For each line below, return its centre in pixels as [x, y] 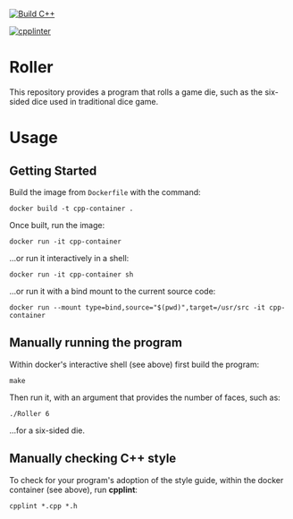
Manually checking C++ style [93, 459]
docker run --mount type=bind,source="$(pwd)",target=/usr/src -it [138, 307]
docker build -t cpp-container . [71, 208]
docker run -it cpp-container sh [71, 274]
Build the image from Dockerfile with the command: [105, 191]
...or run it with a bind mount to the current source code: [113, 291]
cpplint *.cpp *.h [43, 506]
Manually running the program [96, 343]
